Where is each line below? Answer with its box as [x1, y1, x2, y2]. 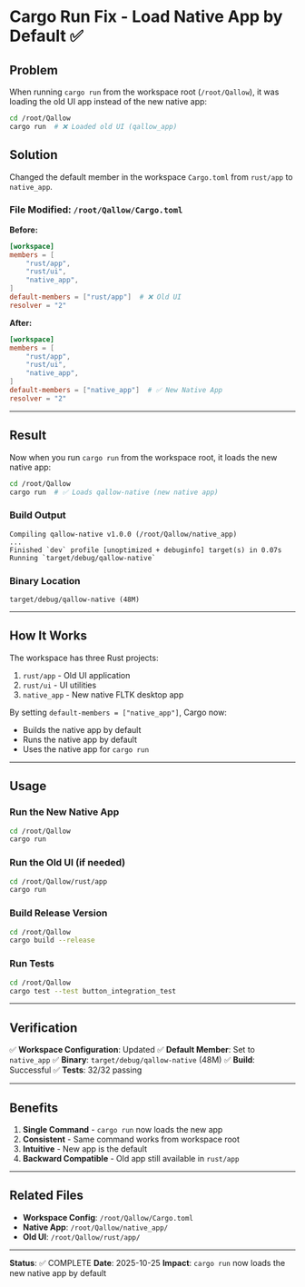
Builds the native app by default [22, 724, 142, 735]
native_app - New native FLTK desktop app [22, 688, 184, 700]
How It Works [9, 629, 88, 644]
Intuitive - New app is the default [22, 1143, 148, 1154]
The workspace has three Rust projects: [9, 652, 159, 663]
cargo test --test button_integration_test [9, 986, 177, 995]
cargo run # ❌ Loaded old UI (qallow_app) [9, 122, 178, 131]
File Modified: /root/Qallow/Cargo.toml [9, 203, 183, 216]
